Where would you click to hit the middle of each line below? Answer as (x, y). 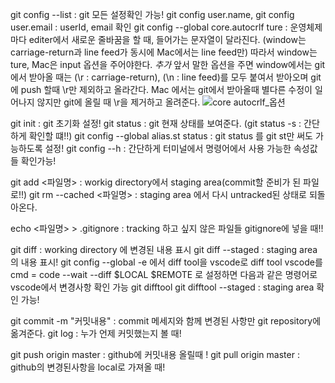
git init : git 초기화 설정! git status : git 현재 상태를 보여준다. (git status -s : (156, 123)
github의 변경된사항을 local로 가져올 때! (88, 367)
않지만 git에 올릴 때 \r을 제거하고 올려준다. (118, 102)
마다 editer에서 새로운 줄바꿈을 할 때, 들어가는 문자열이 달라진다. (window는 (158, 39)
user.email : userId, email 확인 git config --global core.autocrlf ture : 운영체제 (166, 27)
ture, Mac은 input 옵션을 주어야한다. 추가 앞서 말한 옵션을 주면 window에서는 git (168, 64)
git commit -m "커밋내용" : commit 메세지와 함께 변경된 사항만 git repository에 (166, 321)
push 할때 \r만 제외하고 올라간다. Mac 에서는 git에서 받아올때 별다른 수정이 (166, 89)
